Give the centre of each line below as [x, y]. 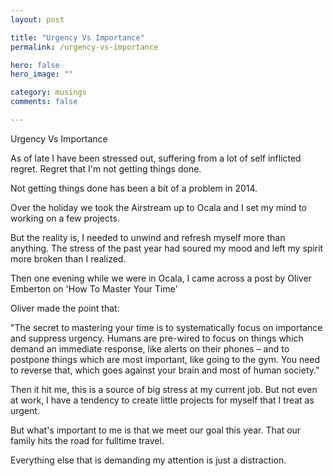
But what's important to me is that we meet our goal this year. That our [156, 430]
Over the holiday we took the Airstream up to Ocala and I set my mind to [158, 207]
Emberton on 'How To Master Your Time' [94, 288]
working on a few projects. [65, 218]
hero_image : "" [42, 74]
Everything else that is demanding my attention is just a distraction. [148, 460]
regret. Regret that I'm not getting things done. [106, 168]
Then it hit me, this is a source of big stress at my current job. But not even [164, 389]
